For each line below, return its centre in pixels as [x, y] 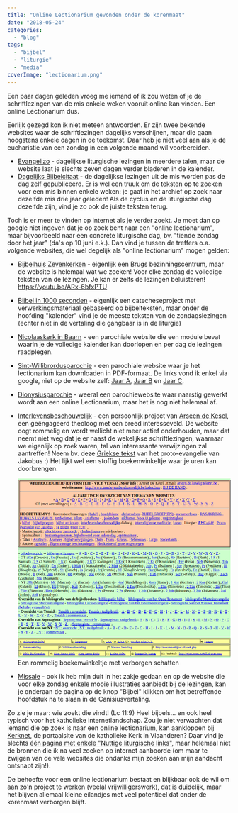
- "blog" [27, 38]
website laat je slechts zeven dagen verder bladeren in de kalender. [116, 168]
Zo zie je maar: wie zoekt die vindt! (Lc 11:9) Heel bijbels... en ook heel [110, 712]
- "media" [28, 67]
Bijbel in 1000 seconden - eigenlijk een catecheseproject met [107, 300]
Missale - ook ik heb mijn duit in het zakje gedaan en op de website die [121, 676]
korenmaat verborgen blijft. [47, 802]
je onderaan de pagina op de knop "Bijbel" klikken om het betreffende [119, 691]
